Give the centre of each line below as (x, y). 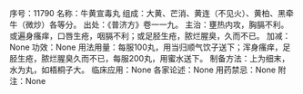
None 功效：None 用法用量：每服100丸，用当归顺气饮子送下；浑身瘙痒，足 (150, 47)
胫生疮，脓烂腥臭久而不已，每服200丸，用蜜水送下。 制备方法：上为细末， (150, 58)
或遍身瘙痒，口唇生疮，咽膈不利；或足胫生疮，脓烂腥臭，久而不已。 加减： (150, 36)
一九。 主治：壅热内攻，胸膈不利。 (224, 24)
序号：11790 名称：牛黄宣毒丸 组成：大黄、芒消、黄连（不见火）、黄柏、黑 (148, 13)
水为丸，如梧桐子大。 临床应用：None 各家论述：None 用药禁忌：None (142, 70)
